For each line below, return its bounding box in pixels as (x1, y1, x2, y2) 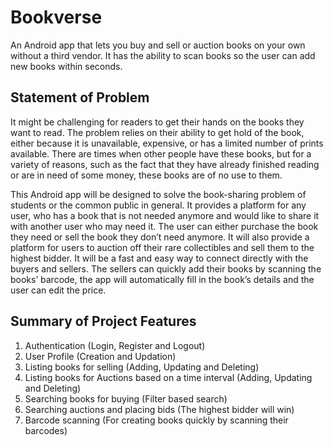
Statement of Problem (10, 89, 150, 106)
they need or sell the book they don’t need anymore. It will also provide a (10, 231, 310, 243)
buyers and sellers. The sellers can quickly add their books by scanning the (10, 262, 322, 275)
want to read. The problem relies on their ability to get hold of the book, (10, 126, 305, 138)
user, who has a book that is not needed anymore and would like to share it (10, 209, 320, 221)
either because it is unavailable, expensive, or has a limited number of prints (10, 137, 324, 149)
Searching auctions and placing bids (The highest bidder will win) (24, 403, 295, 415)
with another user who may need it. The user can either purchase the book (10, 220, 319, 232)
